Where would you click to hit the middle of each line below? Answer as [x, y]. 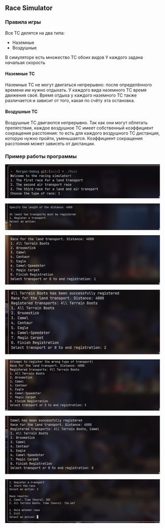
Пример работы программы [41, 156]
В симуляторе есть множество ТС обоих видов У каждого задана [74, 57]
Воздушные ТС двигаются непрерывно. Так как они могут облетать [76, 123]
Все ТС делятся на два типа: [35, 33]
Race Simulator [29, 8]
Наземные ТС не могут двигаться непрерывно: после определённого [79, 85]
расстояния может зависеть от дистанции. [50, 144]
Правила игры [23, 22]
